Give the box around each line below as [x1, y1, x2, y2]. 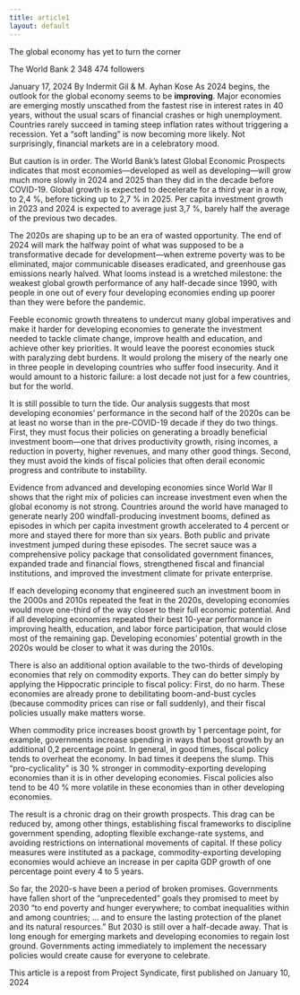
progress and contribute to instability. [9, 464, 148, 475]
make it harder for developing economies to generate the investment [9, 324, 262, 334]
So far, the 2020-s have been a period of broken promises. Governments [9, 883, 279, 894]
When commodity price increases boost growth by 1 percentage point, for [9, 724, 282, 735]
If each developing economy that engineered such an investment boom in [9, 584, 281, 596]
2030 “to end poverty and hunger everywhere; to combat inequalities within [9, 902, 289, 913]
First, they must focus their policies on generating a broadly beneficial [9, 427, 268, 437]
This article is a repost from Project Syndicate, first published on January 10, [9, 967, 291, 978]
